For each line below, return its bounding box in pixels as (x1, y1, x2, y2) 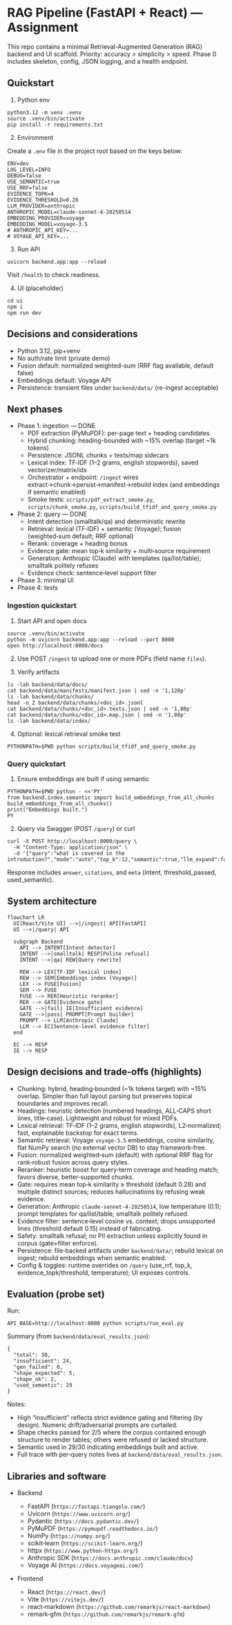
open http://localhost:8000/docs (7, 642, 104, 649)
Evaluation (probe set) (7, 1288, 105, 1300)
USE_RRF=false (7, 184, 48, 191)
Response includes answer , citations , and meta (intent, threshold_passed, (7, 868, 217, 877)
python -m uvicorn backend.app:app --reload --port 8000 (7, 636, 175, 643)
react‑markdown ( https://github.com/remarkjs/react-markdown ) (27, 1603, 211, 1611)
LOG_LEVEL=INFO (7, 166, 51, 173)
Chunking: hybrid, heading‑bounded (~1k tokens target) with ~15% (17, 1084, 207, 1093)
